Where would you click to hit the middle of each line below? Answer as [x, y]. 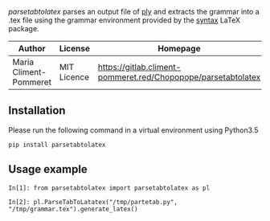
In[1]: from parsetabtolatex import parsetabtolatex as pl [109, 188]
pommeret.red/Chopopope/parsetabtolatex [179, 77]
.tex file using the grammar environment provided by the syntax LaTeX [125, 20]
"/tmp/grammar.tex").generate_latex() [73, 209]
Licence [74, 77]
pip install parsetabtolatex [57, 145]
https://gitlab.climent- [139, 67]
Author [32, 49]
